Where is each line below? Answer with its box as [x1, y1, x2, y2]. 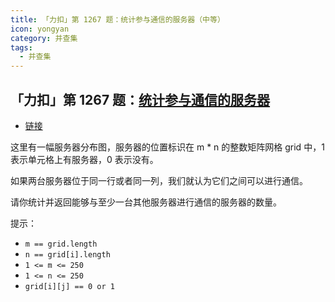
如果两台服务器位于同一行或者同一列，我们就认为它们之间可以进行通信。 [10, 174, 308, 186]
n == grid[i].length [24, 249, 111, 260]
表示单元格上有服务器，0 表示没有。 [10, 153, 159, 165]
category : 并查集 [10, 33, 78, 43]
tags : [10, 42, 33, 53]
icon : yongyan [10, 24, 70, 34]
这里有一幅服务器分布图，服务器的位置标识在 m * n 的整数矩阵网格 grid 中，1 [10, 141, 325, 153]
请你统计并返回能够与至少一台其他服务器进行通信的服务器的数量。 [10, 196, 282, 208]
